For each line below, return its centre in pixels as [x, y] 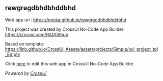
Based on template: [25, 44]
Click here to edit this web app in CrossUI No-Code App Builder [69, 63]
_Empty [13, 54]
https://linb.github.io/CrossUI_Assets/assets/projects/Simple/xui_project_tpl [81, 49]
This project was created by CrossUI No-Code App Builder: [65, 29]
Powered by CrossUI [26, 73]
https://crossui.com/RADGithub [37, 34]
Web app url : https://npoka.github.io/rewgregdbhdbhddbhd [66, 20]
